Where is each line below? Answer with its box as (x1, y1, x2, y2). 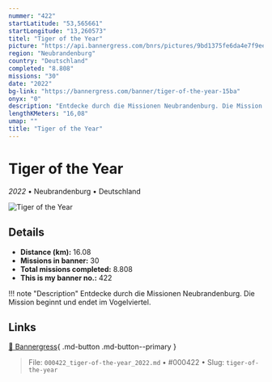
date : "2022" (8, 79, 53, 87)
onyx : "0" (8, 95, 42, 103)
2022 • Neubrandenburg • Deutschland (8, 186, 142, 196)
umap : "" (8, 117, 38, 125)
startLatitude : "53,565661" (8, 19, 104, 28)
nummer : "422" (8, 11, 57, 20)
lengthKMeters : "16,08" (8, 110, 89, 118)
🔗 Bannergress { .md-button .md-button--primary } (8, 342, 176, 352)
